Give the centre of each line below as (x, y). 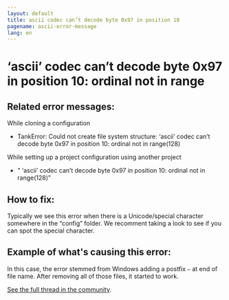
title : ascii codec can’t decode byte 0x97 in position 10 (94, 20)
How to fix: (31, 199)
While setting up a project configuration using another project (95, 157)
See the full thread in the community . (59, 289)
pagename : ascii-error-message (52, 26)
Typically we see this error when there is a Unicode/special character (106, 216)
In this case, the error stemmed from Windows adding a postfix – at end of (112, 268)
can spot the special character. (51, 231)
